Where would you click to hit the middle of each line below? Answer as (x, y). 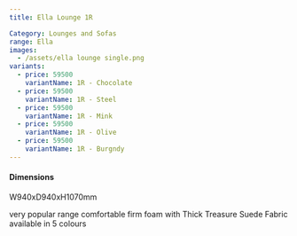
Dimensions (32, 177)
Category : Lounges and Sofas (63, 33)
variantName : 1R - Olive (71, 133)
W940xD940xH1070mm (53, 197)
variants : (27, 67)
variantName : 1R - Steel (71, 99)
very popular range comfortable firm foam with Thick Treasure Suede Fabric (148, 214)
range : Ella (31, 42)
